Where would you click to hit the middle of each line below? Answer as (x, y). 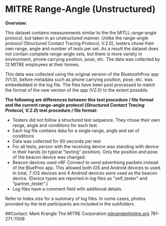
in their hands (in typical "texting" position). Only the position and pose (85, 152)
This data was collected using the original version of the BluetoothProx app (82, 74)
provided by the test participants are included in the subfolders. (70, 204)
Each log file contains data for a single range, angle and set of (76, 130)
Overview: (16, 23)
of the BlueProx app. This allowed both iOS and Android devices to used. (87, 168)
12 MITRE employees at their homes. (42, 64)
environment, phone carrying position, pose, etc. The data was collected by (83, 59)
